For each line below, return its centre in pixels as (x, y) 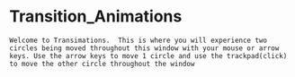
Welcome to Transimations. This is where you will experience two (139, 40)
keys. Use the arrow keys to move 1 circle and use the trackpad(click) (148, 56)
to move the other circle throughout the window (102, 64)
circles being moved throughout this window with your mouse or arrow (144, 48)
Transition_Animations (96, 17)
